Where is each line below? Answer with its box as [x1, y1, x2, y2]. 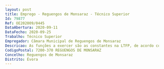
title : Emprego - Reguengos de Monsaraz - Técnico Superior [5, 12, 130, 17]
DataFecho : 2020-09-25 [5, 30, 51, 34]
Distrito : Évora [5, 57, 38, 62]
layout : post [5, 7, 32, 12]
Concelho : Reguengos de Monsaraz [5, 52, 73, 57]
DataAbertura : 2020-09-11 [5, 25, 58, 30]
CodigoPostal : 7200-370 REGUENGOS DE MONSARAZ [5, 48, 102, 52]
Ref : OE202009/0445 [5, 20, 45, 26]
